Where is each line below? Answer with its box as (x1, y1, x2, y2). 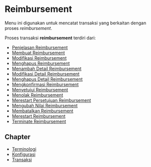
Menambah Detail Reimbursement (11, 66, 81, 72)
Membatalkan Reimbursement (11, 108, 74, 114)
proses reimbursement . (4, 25, 53, 31)
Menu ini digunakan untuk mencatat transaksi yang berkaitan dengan (4, 20, 147, 26)
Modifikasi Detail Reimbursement (11, 71, 80, 77)
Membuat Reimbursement (11, 50, 65, 56)
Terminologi (11, 146, 37, 152)
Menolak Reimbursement (11, 92, 63, 98)
